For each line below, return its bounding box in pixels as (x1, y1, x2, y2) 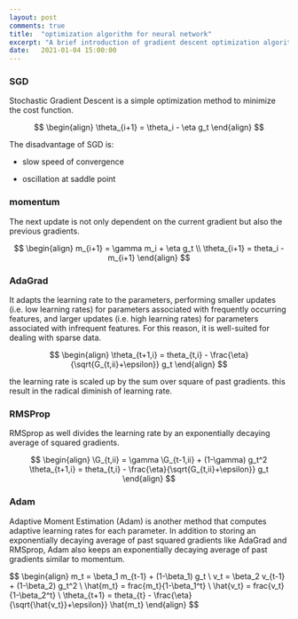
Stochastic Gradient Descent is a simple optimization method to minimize (9, 95, 277, 107)
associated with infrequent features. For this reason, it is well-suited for (9, 323, 271, 334)
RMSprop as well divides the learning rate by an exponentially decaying (9, 428, 271, 439)
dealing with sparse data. (9, 332, 102, 343)
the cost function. (9, 105, 74, 115)
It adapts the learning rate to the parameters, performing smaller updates (9, 295, 277, 306)
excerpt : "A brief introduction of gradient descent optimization (9, 37, 260, 47)
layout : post (9, 12, 58, 22)
